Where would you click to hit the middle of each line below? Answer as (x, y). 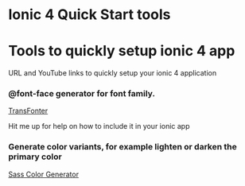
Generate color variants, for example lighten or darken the (122, 147)
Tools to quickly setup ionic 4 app (122, 51)
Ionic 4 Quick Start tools (89, 15)
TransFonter (28, 111)
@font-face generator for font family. (82, 94)
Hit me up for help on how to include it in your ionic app (99, 126)
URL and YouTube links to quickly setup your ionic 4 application (113, 73)
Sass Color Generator (44, 174)
